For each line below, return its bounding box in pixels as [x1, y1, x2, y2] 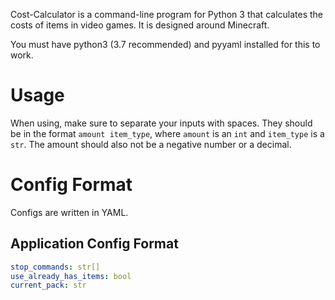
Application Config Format [10, 235, 179, 253]
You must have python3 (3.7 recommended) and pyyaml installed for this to [10, 39, 321, 50]
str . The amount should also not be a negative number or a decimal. [10, 138, 292, 150]
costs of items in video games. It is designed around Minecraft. [10, 19, 270, 31]
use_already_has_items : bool [10, 271, 132, 281]
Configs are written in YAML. [10, 206, 129, 218]
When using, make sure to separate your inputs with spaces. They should [10, 117, 313, 129]
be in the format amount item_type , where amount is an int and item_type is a [10, 127, 325, 139]
